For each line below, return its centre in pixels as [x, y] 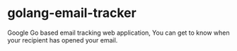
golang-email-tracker [72, 13]
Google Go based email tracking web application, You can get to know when [118, 33]
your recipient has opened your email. [63, 40]
